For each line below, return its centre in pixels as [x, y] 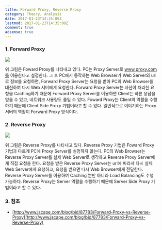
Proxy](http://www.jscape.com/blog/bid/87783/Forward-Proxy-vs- [79, 217]
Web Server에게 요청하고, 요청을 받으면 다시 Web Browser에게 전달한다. [74, 169]
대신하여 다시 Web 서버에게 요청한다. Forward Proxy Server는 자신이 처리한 [77, 87]
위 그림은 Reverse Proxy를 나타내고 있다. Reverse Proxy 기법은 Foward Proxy [80, 145]
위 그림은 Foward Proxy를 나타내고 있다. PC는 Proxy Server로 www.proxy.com [81, 69]
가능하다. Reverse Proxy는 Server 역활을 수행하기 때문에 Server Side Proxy [78, 181]
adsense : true [19, 32]
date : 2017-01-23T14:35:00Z [33, 18]
